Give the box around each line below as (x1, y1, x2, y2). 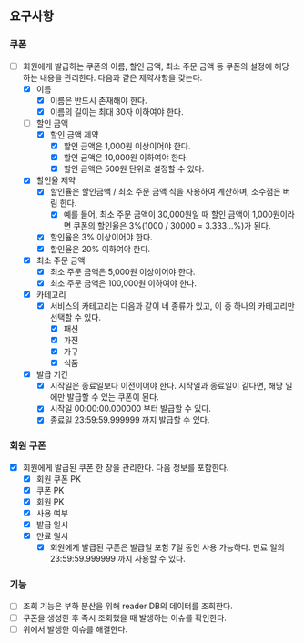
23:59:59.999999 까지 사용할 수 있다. (49, 554, 187, 565)
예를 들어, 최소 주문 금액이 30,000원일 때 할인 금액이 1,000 (63, 209, 273, 220)
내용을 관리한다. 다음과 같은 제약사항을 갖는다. (39, 72, 203, 83)
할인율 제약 (35, 175, 76, 186)
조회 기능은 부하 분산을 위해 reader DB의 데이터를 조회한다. (22, 600, 234, 612)
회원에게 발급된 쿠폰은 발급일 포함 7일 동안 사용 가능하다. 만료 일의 (49, 542, 285, 553)
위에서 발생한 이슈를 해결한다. (22, 623, 128, 635)
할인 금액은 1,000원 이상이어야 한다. (63, 140, 191, 152)
